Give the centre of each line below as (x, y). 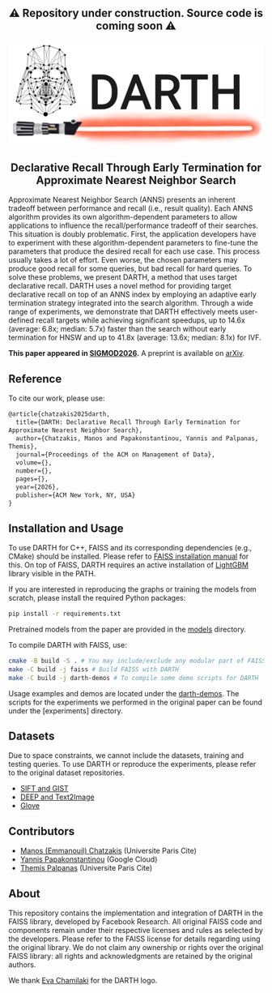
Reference (35, 379)
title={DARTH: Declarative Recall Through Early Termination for (128, 422)
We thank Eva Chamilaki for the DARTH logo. (83, 980)
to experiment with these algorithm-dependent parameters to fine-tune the (133, 243)
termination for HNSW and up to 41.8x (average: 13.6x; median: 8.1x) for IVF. (135, 338)
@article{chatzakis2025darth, (59, 414)
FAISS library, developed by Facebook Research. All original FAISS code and (135, 921)
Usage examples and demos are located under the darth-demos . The (124, 693)
